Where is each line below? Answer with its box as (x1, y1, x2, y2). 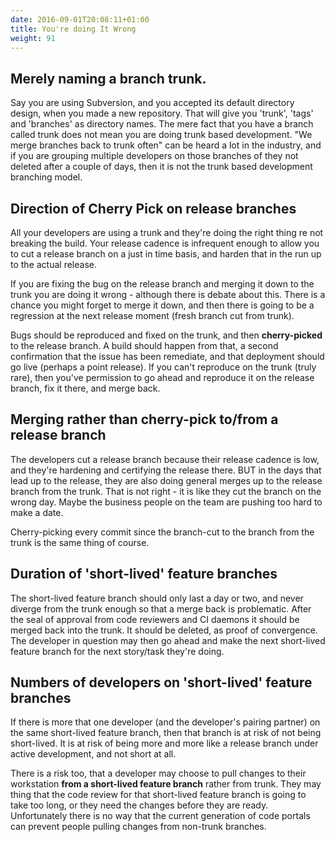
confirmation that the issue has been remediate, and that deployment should (10, 351, 325, 362)
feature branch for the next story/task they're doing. (10, 645, 225, 657)
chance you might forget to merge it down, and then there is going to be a (10, 299, 315, 311)
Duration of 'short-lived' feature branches (10, 566, 278, 583)
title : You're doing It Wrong (10, 24, 137, 34)
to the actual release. (10, 259, 97, 270)
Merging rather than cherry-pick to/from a (10, 411, 279, 428)
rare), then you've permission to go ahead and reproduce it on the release (10, 372, 315, 383)
